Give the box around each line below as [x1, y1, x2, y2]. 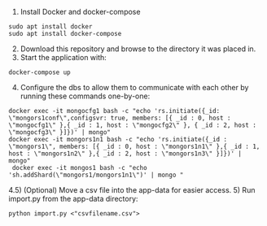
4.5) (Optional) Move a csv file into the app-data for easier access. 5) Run [8, 185, 256, 194]
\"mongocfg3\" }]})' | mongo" [8, 128, 112, 137]
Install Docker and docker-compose [20, 7, 141, 16]
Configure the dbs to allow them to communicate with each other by [20, 83, 249, 92]
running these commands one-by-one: [20, 91, 151, 101]
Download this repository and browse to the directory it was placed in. [20, 44, 256, 54]
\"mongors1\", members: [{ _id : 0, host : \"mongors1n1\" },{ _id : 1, [8, 142, 260, 150]
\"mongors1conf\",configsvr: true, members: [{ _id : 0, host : [8, 114, 231, 122]
